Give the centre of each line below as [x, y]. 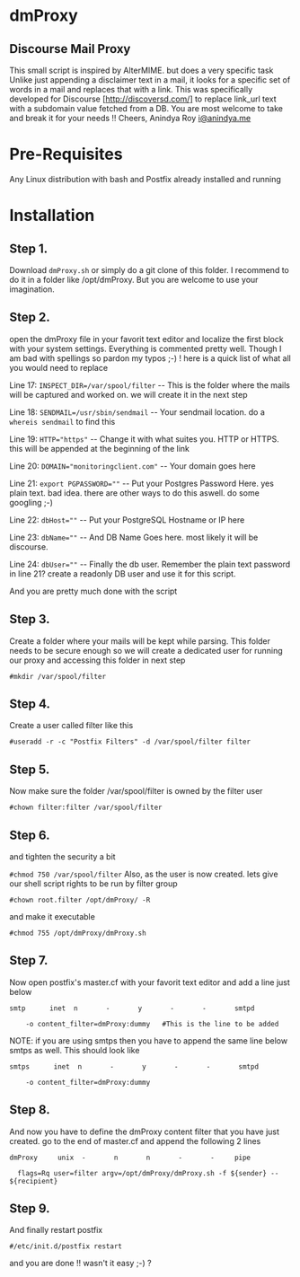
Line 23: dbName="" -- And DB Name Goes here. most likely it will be [134, 537]
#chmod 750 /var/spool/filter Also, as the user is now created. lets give [144, 874]
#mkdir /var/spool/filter [57, 676]
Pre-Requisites [66, 154]
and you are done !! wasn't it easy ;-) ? [80, 1264]
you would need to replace [59, 367]
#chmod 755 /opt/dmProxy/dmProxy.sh [78, 933]
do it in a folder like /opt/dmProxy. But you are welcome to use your [134, 279]
